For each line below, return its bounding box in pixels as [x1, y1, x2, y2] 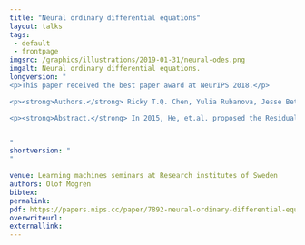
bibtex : [9, 188, 39, 197]
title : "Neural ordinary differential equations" [9, 13, 202, 23]
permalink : [9, 196, 51, 205]
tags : [9, 30, 30, 39]
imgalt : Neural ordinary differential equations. [9, 64, 202, 73]
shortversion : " [9, 146, 71, 155]
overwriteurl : [9, 213, 64, 222]
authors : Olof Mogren [9, 180, 92, 189]
